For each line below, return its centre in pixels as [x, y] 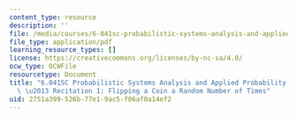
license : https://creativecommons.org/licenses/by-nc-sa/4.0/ [126, 58]
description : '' [39, 26]
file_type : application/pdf [61, 42]
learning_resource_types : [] [63, 50]
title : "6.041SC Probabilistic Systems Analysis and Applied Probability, [150, 83]
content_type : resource [53, 17]
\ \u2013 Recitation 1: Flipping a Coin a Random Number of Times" [144, 91]
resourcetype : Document [53, 75]
